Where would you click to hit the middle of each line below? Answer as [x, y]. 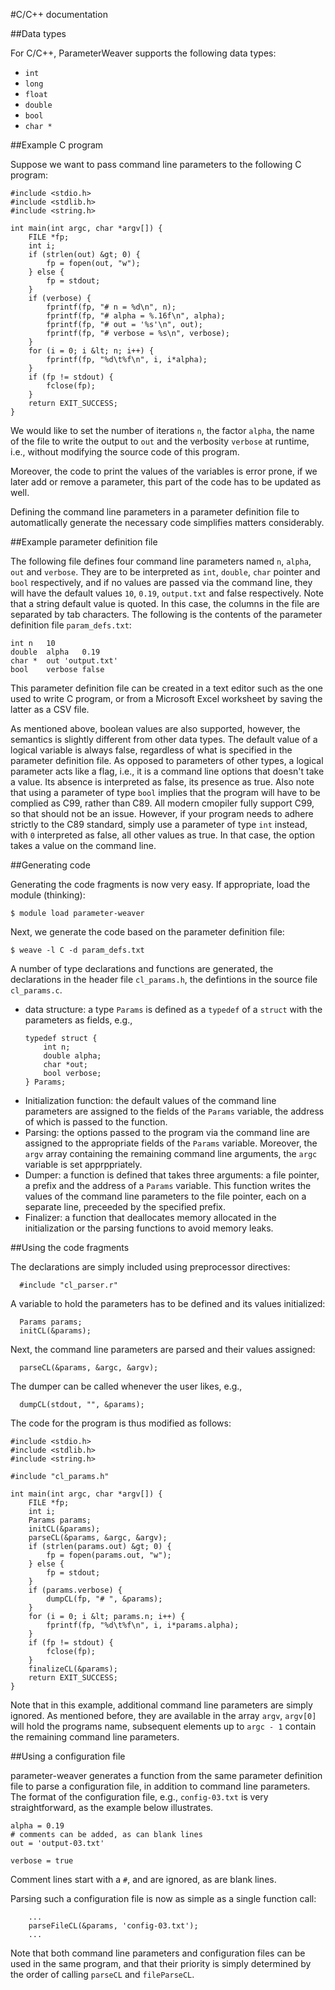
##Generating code [50, 865]
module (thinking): [48, 895]
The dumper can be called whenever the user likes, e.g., [126, 1386]
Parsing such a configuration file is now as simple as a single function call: [163, 1898]
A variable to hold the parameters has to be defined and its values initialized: [168, 1303]
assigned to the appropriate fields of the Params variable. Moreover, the [171, 1143]
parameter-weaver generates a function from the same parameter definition [166, 1775]
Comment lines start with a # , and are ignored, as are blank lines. [143, 1879]
